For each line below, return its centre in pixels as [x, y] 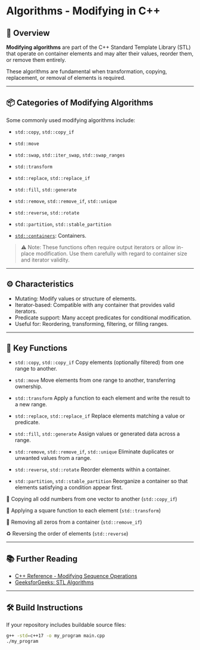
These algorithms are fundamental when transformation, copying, [87, 71]
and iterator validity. [45, 260]
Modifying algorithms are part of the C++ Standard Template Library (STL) [99, 47]
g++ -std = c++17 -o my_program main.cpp [56, 636]
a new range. [31, 405]
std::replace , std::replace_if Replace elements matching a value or [100, 416]
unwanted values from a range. [53, 458]
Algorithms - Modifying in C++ [83, 11]
